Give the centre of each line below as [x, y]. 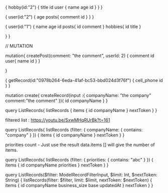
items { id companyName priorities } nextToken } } [57, 165]
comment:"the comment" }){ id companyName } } [56, 100]
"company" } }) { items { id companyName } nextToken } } [65, 135]
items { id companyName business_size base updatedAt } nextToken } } [79, 185]
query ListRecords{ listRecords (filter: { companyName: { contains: [74, 130]
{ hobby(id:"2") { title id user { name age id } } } [54, 7]
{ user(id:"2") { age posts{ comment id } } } [50, 17]
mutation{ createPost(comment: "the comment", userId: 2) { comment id [80, 55]
